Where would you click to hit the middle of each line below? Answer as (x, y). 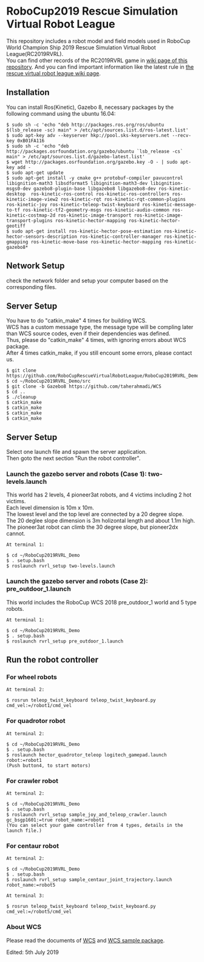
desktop (16, 194)
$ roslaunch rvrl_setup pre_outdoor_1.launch (65, 641)
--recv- (182, 135)
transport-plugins (29, 220)
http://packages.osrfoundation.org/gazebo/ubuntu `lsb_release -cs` (95, 151)
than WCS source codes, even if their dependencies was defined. (89, 333)
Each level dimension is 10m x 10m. (50, 508)
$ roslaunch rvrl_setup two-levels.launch (61, 566)
